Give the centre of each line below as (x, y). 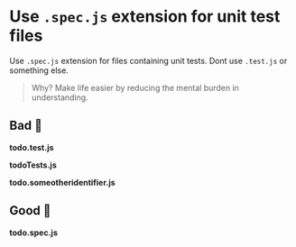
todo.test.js (32, 147)
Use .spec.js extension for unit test (145, 17)
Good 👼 (30, 210)
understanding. (60, 97)
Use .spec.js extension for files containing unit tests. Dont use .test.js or (148, 60)
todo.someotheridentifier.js (62, 182)
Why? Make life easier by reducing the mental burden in (135, 87)
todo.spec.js (34, 233)
